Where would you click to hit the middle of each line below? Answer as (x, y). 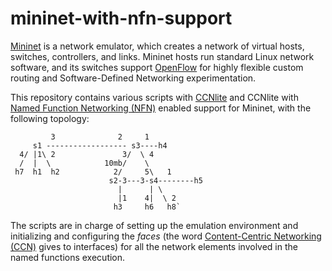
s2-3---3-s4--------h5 (155, 180)
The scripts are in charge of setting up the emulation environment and (154, 225)
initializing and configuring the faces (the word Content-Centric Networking (166, 236)
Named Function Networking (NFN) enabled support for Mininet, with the (161, 108)
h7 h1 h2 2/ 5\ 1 (93, 172)
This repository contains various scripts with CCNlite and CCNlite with (154, 97)
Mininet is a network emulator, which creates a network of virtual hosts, (157, 46)
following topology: (50, 118)
